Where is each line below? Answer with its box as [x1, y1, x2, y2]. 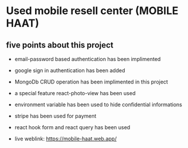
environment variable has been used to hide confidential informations [14, 101, 183, 108]
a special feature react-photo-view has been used [14, 90, 136, 96]
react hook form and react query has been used [14, 124, 131, 130]
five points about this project [6, 40, 114, 50]
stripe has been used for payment [14, 113, 97, 119]
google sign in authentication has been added [14, 67, 125, 74]
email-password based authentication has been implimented [14, 56, 161, 62]
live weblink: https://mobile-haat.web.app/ [14, 135, 117, 142]
